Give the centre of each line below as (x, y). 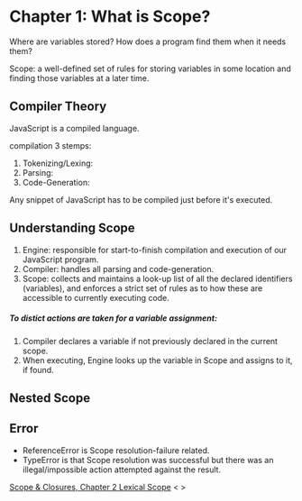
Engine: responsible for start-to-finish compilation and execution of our (154, 250)
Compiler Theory (58, 107)
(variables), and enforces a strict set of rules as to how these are (142, 288)
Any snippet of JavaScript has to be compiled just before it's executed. (141, 199)
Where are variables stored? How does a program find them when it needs (148, 41)
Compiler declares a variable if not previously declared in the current (150, 341)
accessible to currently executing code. (96, 297)
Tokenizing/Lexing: (58, 163)
